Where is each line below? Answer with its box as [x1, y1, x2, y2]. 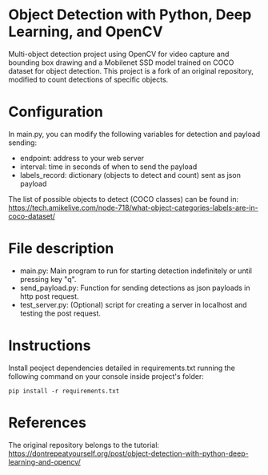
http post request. [19, 291, 79, 301]
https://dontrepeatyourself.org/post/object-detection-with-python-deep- [8, 449, 250, 458]
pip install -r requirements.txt [8, 387, 120, 395]
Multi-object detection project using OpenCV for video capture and [8, 49, 230, 58]
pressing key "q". [19, 274, 77, 284]
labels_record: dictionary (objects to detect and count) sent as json [19, 170, 242, 179]
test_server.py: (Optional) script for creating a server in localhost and [19, 300, 247, 309]
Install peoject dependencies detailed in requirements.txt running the [8, 363, 236, 372]
